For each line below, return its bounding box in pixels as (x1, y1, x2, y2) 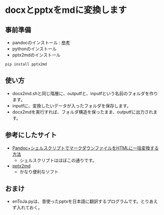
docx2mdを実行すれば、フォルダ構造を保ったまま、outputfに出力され (12, 109, 154, 115)
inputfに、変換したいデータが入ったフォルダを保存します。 (12, 103, 131, 108)
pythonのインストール (12, 46, 57, 52)
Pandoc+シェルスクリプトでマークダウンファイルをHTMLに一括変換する (12, 145, 159, 151)
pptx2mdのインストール (12, 52, 61, 58)
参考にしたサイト (5, 131, 57, 140)
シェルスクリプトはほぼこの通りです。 (19, 157, 97, 163)
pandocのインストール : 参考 (12, 40, 70, 45)
